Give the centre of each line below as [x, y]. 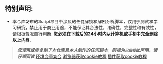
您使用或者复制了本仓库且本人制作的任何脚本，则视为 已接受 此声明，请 [87, 50]
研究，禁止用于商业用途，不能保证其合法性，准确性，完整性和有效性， [87, 27]
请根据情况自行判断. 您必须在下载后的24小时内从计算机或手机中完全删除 [85, 34]
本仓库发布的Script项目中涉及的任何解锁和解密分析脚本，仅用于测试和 [83, 21]
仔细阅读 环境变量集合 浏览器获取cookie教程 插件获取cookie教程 [82, 56]
